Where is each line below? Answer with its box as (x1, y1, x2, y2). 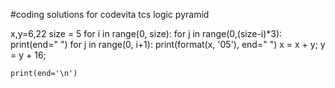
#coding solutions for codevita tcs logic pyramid (10, 9, 210, 20)
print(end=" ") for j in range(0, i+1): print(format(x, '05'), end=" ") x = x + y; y (10, 39, 326, 50)
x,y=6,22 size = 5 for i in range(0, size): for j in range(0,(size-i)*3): (10, 28, 283, 39)
